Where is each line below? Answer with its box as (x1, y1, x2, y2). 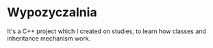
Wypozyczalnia (7, 5, 97, 20)
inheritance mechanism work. (7, 34, 91, 42)
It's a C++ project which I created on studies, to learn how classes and (7, 27, 207, 35)
